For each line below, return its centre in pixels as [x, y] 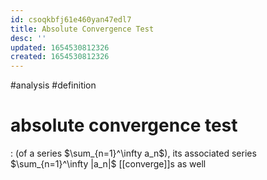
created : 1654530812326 [60, 57]
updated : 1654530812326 [60, 47]
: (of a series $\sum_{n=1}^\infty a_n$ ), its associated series [133, 153]
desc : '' [28, 38]
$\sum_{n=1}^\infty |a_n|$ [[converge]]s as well [108, 164]
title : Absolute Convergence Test [82, 29]
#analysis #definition [53, 85]
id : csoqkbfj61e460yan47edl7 [71, 19]
